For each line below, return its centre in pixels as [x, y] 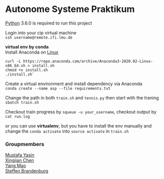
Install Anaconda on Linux [32, 52]
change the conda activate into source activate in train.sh [67, 131]
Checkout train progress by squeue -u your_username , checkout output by [81, 111]
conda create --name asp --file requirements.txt [58, 88]
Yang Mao [16, 165]
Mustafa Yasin [20, 155]
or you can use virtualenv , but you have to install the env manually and [78, 125]
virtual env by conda [27, 46]
